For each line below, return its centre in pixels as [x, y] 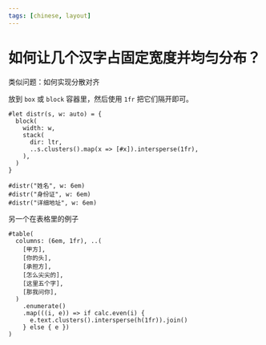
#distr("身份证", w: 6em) [50, 194]
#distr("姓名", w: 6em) [47, 185]
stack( [34, 135]
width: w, [39, 128]
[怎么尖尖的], [43, 275]
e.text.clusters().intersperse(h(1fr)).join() [109, 320]
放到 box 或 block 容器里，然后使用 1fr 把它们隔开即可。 [101, 99]
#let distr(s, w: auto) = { [55, 114]
